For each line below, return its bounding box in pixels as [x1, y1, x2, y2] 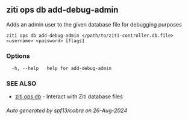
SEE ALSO [6, 80, 37, 88]
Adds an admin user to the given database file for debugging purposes [6, 21, 182, 28]
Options [6, 51, 30, 60]
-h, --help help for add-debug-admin [11, 66, 112, 72]
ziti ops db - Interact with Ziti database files [14, 93, 124, 100]
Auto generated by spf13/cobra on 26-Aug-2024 [6, 107, 128, 114]
